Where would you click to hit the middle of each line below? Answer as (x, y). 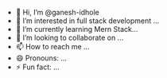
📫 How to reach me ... (52, 47)
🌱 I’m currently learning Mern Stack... (77, 29)
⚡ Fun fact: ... (37, 67)
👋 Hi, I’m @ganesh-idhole (57, 12)
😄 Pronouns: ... (41, 58)
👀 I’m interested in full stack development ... (87, 21)
